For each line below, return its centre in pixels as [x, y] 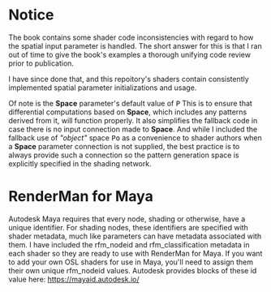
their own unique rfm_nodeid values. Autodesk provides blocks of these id [133, 270]
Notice [31, 15]
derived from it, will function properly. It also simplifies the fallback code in [133, 120]
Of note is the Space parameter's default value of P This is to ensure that [131, 103]
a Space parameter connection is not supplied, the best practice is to [124, 146]
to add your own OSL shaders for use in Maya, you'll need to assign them [131, 262]
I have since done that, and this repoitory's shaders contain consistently [129, 79]
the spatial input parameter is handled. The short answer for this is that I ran [135, 45]
